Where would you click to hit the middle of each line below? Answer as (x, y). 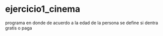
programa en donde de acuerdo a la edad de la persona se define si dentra (82, 23)
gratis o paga (19, 28)
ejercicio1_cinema (43, 9)
